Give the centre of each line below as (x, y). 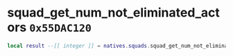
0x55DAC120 (60, 29)
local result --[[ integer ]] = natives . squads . (79, 46)
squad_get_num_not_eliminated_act (114, 13)
